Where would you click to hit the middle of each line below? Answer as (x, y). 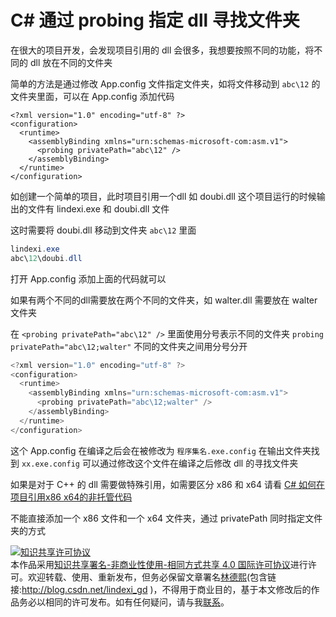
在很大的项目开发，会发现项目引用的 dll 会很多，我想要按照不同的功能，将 (162, 50)
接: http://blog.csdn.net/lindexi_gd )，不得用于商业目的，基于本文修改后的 (161, 589)
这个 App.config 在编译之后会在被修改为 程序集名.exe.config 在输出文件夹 (161, 450)
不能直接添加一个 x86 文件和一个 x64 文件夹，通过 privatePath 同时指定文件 (166, 518)
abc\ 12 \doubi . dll (46, 258)
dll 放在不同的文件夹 (71, 62)
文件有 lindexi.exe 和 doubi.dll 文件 (98, 208)
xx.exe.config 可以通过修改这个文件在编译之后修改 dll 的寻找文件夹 (160, 463)
